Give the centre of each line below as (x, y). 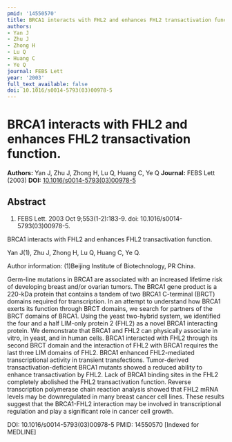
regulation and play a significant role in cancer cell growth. (90, 411)
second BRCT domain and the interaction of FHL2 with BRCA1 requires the (113, 345)
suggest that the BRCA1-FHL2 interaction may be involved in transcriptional (114, 403)
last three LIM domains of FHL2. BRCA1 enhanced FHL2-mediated (101, 352)
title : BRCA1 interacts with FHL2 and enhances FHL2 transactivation (109, 20)
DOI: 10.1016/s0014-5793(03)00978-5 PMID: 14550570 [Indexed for (103, 424)
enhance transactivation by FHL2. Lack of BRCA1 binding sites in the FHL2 (113, 374)
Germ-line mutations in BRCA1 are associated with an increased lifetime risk (115, 279)
